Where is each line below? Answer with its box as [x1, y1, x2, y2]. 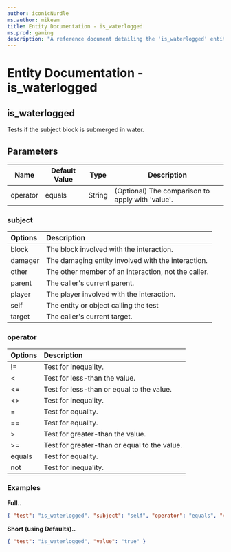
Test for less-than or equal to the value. [43, 384, 172, 394]
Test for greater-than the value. [43, 429, 146, 438]
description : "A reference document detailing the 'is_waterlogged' [7, 36, 208, 43]
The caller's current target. [45, 312, 133, 321]
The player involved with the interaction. [45, 290, 176, 299]
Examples [7, 483, 41, 493]
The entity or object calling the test [45, 301, 159, 310]
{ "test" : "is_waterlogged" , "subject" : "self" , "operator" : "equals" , [7, 512, 217, 519]
